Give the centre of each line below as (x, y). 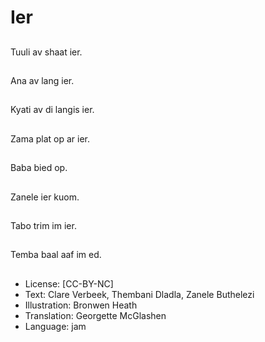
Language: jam (55, 326)
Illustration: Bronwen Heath (81, 305)
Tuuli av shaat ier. (46, 52)
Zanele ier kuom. (45, 197)
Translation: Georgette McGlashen (95, 315)
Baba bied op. (39, 168)
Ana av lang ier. (42, 80)
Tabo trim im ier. (43, 225)
